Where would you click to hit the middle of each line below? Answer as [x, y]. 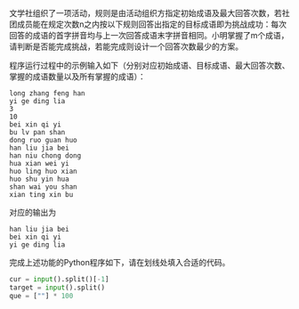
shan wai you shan [43, 187]
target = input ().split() [57, 288]
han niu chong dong [45, 156]
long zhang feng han [48, 94]
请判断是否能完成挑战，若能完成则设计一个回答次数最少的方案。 [126, 46]
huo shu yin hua [39, 179]
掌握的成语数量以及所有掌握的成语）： [77, 77]
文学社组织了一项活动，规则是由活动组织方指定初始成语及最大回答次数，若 [145, 13]
